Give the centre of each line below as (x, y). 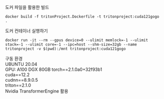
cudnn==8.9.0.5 (22, 80)
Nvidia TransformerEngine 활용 (37, 91)
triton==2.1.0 (18, 85)
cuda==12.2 (17, 75)
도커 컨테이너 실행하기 (27, 31)
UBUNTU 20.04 (21, 64)
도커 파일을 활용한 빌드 (27, 7)
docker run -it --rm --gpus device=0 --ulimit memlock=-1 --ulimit (77, 40)
